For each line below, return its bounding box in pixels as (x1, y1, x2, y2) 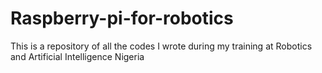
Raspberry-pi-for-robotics (10, 7, 234, 30)
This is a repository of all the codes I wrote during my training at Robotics (10, 40, 313, 52)
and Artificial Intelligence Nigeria (10, 50, 145, 62)
